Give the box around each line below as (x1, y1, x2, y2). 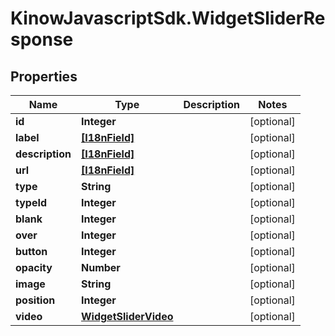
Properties (10, 68, 78, 85)
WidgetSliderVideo (80, 310, 174, 323)
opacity (15, 261, 53, 274)
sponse (10, 28, 74, 51)
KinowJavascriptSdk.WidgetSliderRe (10, 7, 326, 30)
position (15, 293, 56, 307)
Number (80, 261, 121, 274)
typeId (15, 196, 48, 209)
